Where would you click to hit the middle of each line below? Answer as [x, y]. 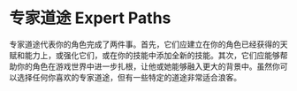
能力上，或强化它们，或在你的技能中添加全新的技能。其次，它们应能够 [152, 55]
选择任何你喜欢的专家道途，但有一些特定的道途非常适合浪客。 [129, 77]
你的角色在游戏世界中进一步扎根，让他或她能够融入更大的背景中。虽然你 [148, 66]
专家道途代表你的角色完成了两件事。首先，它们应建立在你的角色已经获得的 [145, 44]
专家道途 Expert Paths [90, 18]
